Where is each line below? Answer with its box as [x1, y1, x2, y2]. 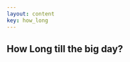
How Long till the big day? [6, 43, 124, 55]
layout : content [6, 10, 55, 18]
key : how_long [6, 17, 49, 24]
